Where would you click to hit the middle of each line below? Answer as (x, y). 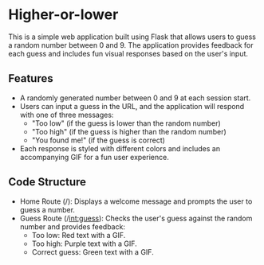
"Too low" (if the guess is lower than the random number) (126, 123)
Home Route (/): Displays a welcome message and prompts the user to (136, 201)
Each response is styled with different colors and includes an (120, 148)
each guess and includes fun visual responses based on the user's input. (128, 53)
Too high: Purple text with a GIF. (84, 244)
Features (31, 78)
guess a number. (47, 209)
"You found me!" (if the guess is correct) (99, 140)
